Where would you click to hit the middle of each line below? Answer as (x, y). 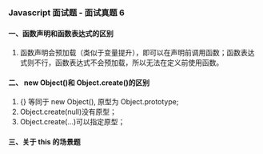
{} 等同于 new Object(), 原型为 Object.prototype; (99, 102)
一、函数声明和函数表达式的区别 (61, 33)
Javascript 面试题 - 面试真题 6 (67, 12)
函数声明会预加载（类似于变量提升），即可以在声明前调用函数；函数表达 (137, 53)
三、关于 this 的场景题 (45, 141)
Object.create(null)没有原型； (68, 112)
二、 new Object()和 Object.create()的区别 (79, 83)
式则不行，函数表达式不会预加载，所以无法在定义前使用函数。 (122, 63)
